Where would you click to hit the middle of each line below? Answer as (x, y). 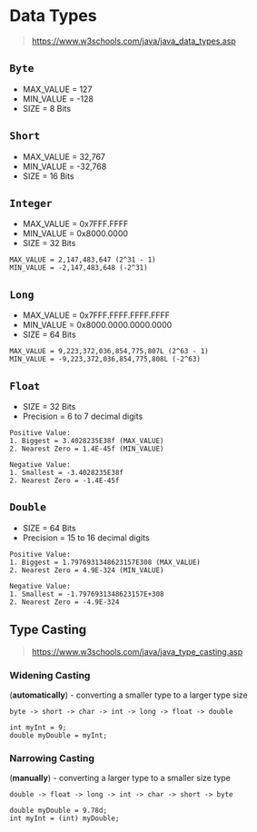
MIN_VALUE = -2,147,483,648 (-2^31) (79, 268)
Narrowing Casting (52, 758)
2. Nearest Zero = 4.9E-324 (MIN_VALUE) (87, 570)
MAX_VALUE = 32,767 (64, 156)
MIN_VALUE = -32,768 (64, 166)
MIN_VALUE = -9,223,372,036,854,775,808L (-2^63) (105, 360)
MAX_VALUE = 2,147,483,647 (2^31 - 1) (83, 260)
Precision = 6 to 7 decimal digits (83, 416)
